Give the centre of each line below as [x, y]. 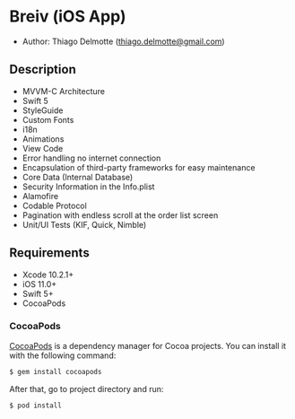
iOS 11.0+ [39, 284]
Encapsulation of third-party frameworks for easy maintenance [139, 167]
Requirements [49, 253]
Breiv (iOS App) [68, 17]
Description [43, 70]
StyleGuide [43, 110]
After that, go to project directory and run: [87, 388]
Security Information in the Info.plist [88, 187]
